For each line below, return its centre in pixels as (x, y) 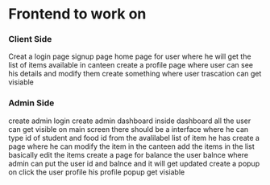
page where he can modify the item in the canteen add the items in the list (132, 146)
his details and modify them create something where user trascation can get (135, 74)
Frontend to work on (77, 14)
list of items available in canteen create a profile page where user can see (131, 65)
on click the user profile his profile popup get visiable (97, 172)
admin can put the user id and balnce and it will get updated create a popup (134, 163)
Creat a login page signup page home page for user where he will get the (130, 56)
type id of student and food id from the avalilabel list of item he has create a (134, 138)
